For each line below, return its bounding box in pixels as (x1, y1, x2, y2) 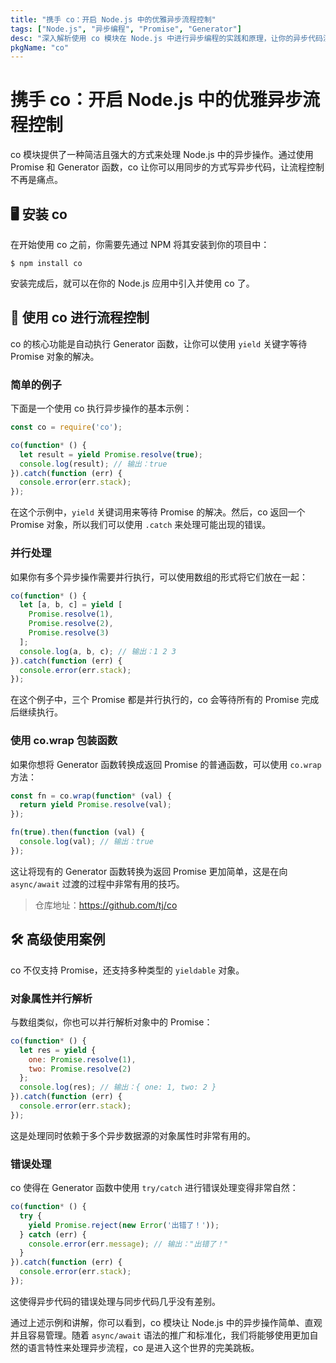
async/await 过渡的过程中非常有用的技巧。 (10, 877, 185, 890)
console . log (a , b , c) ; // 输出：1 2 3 (19, 646, 177, 656)
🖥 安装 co (10, 206, 68, 223)
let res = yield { (19, 1045, 97, 1055)
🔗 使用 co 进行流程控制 (10, 309, 150, 326)
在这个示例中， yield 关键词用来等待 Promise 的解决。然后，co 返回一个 (10, 506, 306, 518)
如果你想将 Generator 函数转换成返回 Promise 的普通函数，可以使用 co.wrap (10, 758, 322, 770)
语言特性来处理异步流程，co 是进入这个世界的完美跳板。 (27, 1341, 260, 1353)
